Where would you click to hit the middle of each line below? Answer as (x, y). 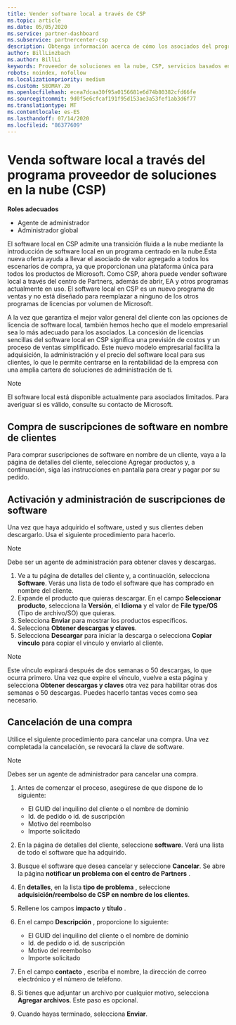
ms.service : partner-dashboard (53, 33)
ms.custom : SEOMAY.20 (39, 86)
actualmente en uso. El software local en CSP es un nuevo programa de (111, 289)
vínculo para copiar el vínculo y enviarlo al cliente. (90, 643)
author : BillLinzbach (39, 54)
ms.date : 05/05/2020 (38, 27)
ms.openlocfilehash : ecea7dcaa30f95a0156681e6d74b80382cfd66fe (102, 92)
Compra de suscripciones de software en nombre (118, 427)
